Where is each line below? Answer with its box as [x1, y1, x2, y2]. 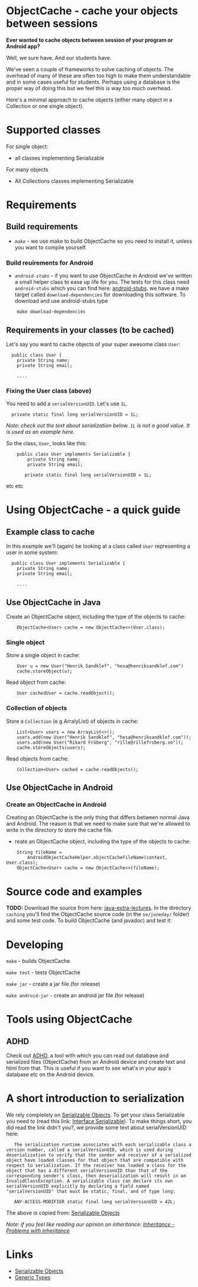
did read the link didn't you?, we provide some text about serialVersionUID [6, 1124, 187, 1131]
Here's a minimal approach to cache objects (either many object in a [6, 96, 173, 103]
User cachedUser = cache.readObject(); [17, 690, 115, 696]
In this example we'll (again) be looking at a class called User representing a [6, 543, 190, 550]
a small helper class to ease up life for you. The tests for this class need [14, 278, 190, 286]
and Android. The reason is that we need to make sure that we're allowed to [6, 820, 190, 828]
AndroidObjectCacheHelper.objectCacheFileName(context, [27, 855, 168, 861]
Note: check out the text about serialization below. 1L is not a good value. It [6, 422, 190, 429]
